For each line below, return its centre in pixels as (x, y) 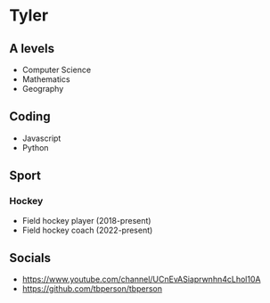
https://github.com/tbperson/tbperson (92, 289)
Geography (43, 89)
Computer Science (57, 70)
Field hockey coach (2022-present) (87, 230)
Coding (30, 117)
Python (35, 147)
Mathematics (46, 79)
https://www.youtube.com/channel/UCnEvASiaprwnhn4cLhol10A (141, 279)
